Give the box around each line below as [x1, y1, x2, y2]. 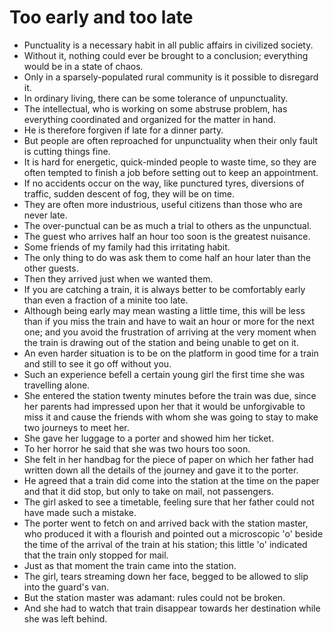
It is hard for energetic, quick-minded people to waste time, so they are [23, 156, 317, 168]
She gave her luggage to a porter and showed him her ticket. [23, 432, 274, 444]
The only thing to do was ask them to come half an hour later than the [23, 251, 312, 263]
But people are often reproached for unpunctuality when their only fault [23, 134, 319, 146]
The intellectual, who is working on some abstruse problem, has [23, 102, 288, 115]
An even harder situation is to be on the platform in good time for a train [23, 347, 319, 359]
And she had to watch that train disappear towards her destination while [23, 602, 321, 614]
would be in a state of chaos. [23, 60, 144, 72]
